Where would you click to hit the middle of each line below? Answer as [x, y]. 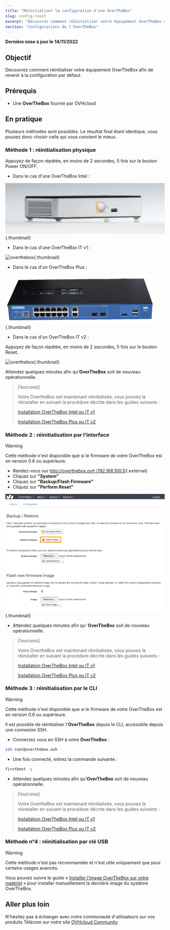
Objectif [18, 57]
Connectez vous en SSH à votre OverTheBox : [61, 739]
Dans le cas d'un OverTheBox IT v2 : [51, 337]
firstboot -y [19, 769]
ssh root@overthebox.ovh [31, 749]
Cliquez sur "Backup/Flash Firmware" [53, 482]
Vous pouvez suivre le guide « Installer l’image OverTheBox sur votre [77, 877]
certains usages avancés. [32, 868]
